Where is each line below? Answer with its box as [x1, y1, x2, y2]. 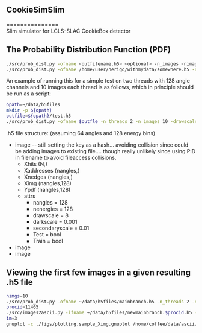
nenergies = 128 [32, 205, 73, 212]
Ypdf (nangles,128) [23, 186, 71, 193]
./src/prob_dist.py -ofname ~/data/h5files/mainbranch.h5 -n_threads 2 [6, 299, 189, 305]
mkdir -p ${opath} [6, 107, 52, 113]
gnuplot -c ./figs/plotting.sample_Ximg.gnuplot [6, 321, 130, 328]
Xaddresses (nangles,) [23, 166, 80, 174]
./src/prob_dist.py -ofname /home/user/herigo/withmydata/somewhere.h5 [6, 66, 189, 72]
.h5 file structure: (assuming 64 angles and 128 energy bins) [6, 129, 156, 136]
